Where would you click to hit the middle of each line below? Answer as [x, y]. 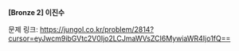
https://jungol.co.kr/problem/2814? [96, 29]
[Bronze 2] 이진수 [37, 12]
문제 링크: [23, 29]
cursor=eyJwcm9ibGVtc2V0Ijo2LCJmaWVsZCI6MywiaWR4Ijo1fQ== [119, 38]
